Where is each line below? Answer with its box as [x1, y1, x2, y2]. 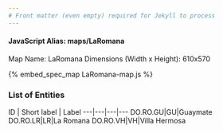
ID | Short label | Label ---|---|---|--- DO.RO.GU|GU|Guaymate [8, 108, 213, 117]
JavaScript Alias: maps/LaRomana [8, 37, 125, 46]
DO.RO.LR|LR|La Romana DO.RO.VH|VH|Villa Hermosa [8, 116, 186, 126]
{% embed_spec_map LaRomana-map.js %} [8, 69, 154, 79]
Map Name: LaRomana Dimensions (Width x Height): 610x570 [8, 53, 211, 64]
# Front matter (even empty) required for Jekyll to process [8, 11, 216, 20]
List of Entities [8, 89, 65, 100]
